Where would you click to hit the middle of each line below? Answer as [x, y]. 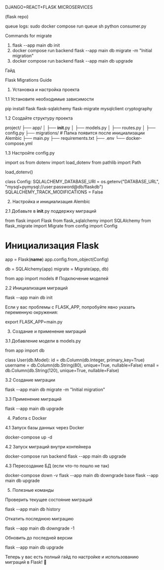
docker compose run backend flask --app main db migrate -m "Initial [82, 50]
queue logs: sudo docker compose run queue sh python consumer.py [76, 26]
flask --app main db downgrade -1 [40, 528]
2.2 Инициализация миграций [36, 288]
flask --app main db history [33, 509]
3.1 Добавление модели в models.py [43, 341]
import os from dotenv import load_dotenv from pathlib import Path [73, 162]
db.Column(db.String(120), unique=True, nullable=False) [62, 370]
